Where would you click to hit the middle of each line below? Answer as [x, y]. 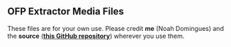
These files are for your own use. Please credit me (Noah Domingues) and [116, 28]
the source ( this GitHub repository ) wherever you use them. [96, 36]
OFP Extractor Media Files [66, 12]
